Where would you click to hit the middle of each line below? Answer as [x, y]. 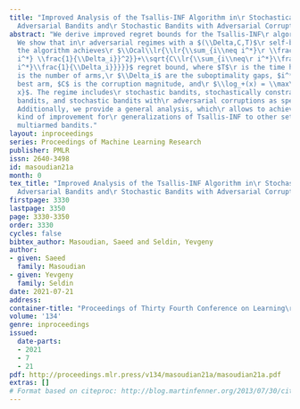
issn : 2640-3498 [39, 159]
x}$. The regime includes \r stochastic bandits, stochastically [139, 92]
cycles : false [36, 233]
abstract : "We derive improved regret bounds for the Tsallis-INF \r [139, 34]
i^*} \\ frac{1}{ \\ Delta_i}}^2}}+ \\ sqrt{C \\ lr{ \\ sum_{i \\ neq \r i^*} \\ [149, 59]
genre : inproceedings [50, 325]
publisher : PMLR [39, 150]
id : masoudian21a [42, 167]
